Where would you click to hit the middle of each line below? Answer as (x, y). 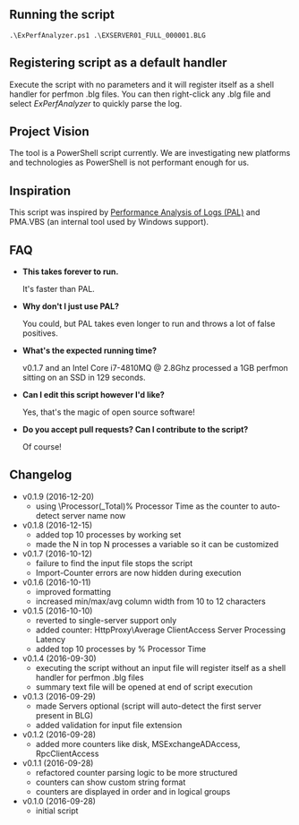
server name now (94, 515)
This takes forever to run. (70, 271)
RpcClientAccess (67, 753)
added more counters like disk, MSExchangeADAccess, (138, 743)
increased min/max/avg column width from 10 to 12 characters (150, 601)
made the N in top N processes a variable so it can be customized (157, 544)
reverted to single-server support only (106, 620)
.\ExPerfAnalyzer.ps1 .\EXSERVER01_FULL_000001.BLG (107, 35)
